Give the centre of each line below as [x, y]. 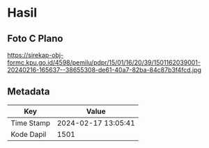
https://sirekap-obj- [36, 55]
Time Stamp [31, 123]
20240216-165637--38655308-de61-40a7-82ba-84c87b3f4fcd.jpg [104, 70]
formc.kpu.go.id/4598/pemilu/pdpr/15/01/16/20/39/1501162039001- [104, 63]
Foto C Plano [35, 39]
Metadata [29, 92]
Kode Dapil [29, 134]
